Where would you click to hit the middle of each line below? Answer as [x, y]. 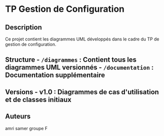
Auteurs [18, 117]
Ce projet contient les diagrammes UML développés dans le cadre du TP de [82, 39]
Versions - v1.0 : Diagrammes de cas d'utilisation [82, 92]
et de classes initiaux [38, 100]
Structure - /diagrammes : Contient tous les [71, 60]
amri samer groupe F [26, 128]
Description [23, 27]
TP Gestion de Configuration [65, 9]
